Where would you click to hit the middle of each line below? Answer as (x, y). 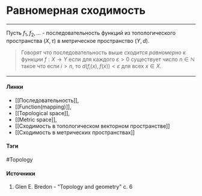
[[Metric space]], (36, 119)
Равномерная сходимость (76, 11)
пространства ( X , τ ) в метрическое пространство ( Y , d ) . (78, 40)
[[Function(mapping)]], (43, 107)
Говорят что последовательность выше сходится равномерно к (103, 52)
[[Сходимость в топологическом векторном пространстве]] (92, 126)
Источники (21, 173)
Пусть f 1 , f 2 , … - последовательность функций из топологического (91, 33)
